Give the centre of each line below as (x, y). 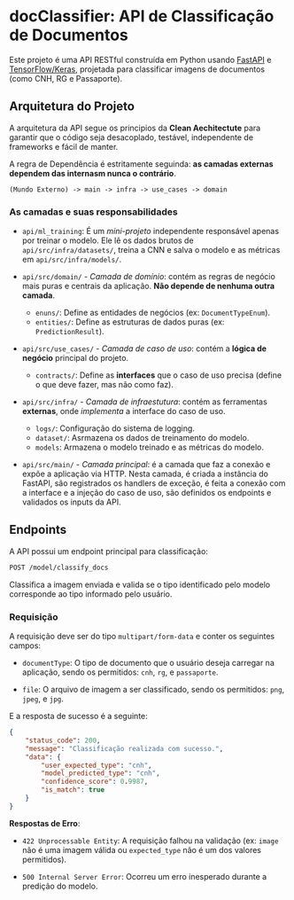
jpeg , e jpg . (43, 699)
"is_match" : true (73, 790)
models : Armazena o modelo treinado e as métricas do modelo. (149, 447)
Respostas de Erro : (45, 823)
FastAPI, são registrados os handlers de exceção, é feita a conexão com (154, 483)
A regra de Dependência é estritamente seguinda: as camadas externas (141, 164)
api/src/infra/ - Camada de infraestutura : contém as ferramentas (144, 402)
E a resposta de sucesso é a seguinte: (78, 716)
